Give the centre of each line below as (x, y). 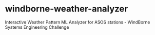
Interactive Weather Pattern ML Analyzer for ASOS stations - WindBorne (77, 22)
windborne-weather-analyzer (67, 9)
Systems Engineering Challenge (37, 27)
